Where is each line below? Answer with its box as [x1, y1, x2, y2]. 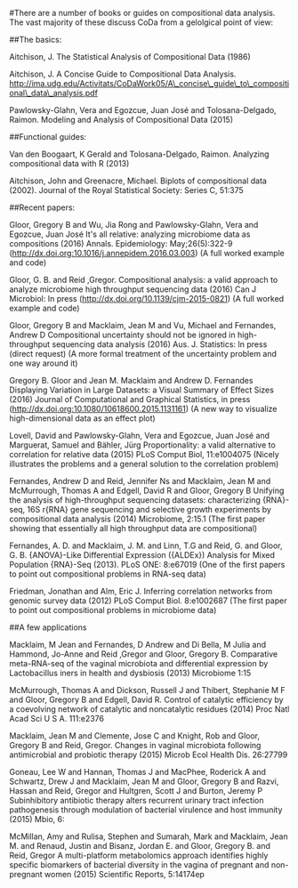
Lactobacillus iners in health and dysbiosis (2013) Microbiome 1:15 [9, 667, 252, 678]
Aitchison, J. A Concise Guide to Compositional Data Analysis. [9, 69, 237, 79]
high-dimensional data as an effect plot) [9, 413, 156, 424]
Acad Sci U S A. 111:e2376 [9, 714, 105, 723]
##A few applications [9, 622, 87, 633]
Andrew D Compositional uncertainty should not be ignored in [9, 329, 236, 340]
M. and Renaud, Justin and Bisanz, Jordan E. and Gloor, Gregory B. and [9, 841, 271, 851]
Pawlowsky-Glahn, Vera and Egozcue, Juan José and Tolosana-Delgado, [9, 105, 278, 115]
